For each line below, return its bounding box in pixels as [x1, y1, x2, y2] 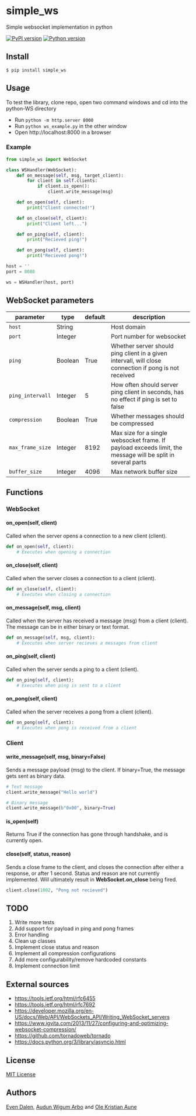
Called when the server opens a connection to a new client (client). [6, 532, 167, 539]
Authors [6, 1088, 37, 1098]
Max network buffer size [110, 467, 178, 476]
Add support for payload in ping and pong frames [14, 925, 134, 932]
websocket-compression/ [14, 1026, 77, 1033]
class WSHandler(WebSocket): [6, 167, 77, 173]
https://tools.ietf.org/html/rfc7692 [14, 1001, 96, 1008]
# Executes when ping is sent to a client [16, 683, 121, 688]
